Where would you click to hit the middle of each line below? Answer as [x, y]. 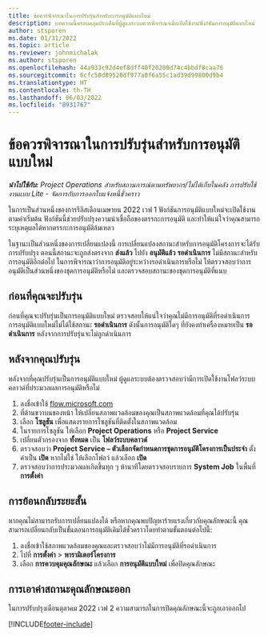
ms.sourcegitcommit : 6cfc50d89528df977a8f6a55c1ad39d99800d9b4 [116, 75]
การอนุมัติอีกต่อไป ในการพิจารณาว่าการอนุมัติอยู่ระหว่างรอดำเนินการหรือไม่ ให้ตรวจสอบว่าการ [130, 262]
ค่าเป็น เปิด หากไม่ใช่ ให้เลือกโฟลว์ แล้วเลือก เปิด [83, 458]
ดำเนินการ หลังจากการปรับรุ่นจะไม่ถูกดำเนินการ [70, 334]
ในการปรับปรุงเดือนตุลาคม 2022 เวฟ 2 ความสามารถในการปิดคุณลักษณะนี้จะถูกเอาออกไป [127, 608]
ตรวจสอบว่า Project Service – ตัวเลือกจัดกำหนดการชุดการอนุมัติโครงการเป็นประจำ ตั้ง [138, 448]
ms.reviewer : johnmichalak [53, 53]
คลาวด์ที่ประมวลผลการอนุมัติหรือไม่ [54, 387]
